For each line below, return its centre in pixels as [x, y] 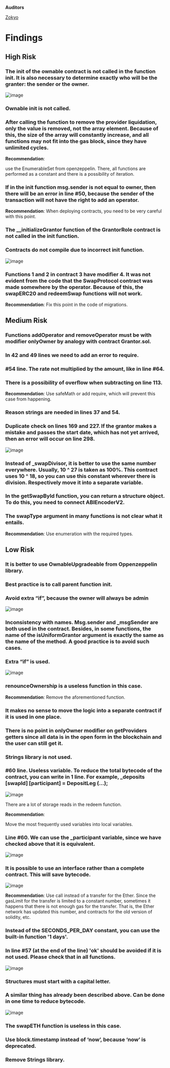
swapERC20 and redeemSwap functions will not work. [74, 293]
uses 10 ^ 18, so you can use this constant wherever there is [81, 476]
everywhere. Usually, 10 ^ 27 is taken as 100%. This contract [81, 469]
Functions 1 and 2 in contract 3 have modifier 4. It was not [78, 274]
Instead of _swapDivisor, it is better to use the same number [81, 463]
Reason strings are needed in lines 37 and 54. [63, 412]
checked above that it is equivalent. [50, 844]
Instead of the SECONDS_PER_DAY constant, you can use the [83, 931]
